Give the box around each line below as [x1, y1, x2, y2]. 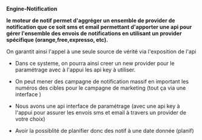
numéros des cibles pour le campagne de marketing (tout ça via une [15, 84, 186, 92]
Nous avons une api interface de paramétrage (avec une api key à [15, 102, 180, 110]
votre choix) [15, 115, 45, 122]
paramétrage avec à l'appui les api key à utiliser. [15, 66, 136, 73]
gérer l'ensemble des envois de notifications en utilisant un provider [6, 30, 182, 37]
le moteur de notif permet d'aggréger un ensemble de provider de [6, 17, 175, 24]
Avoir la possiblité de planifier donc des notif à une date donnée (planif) [15, 127, 194, 134]
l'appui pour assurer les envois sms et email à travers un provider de [15, 109, 187, 116]
